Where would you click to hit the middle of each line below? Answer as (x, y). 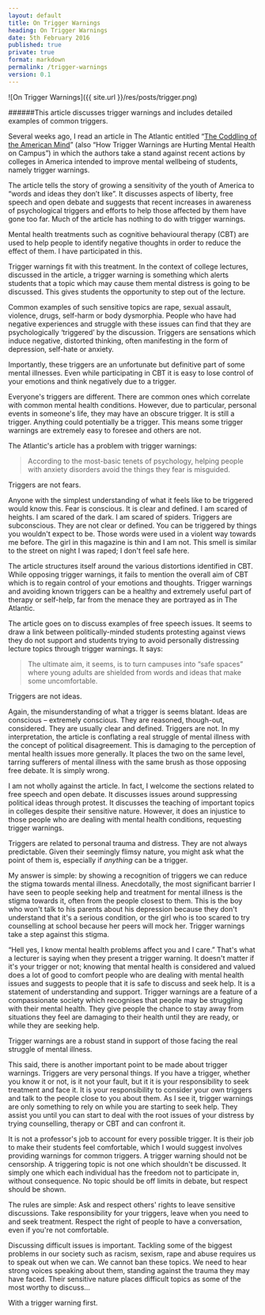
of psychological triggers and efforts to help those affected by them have (127, 210)
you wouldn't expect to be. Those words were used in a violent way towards (132, 534)
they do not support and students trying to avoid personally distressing (124, 640)
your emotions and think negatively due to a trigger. (92, 381)
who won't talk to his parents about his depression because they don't (123, 909)
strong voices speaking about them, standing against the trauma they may (129, 1270)
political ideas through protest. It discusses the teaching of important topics (131, 802)
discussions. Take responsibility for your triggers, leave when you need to (129, 1213)
